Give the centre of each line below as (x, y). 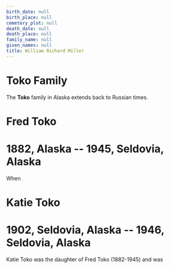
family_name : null (29, 40)
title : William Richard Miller (45, 51)
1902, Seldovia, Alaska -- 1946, (85, 230)
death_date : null (28, 29)
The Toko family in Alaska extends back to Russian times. (77, 97)
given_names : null (29, 46)
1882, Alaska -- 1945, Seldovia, (85, 149)
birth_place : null (29, 17)
